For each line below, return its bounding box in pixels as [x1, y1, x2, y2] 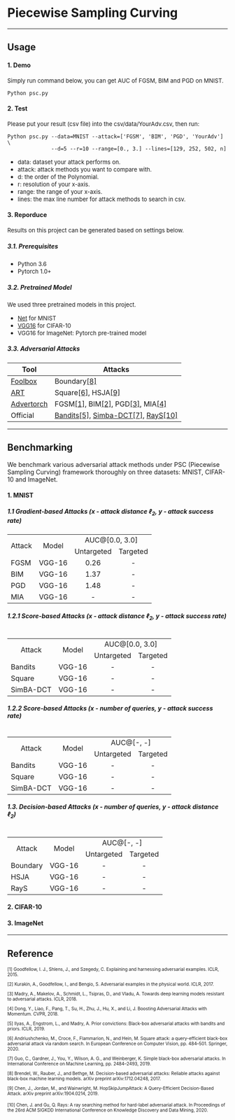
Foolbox [10, 376, 37, 386]
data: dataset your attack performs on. [17, 157, 121, 166]
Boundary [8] [55, 376, 97, 386]
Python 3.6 [17, 260, 47, 267]
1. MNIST [7, 491, 34, 500]
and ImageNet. [15, 475, 58, 484]
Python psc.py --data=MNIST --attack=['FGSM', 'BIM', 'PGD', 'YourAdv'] [7, 133, 224, 140]
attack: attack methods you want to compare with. [17, 165, 152, 173]
